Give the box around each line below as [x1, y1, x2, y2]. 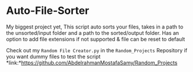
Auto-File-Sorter [6, 4, 89, 17]
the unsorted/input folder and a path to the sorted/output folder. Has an [6, 29, 179, 36]
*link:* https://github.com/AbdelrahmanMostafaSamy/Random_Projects [6, 59, 178, 66]
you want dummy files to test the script [6, 53, 101, 60]
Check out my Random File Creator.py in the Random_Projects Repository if [6, 46, 188, 53]
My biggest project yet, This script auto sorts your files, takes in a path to [6, 23, 184, 30]
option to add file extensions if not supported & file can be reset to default [6, 35, 185, 42]
